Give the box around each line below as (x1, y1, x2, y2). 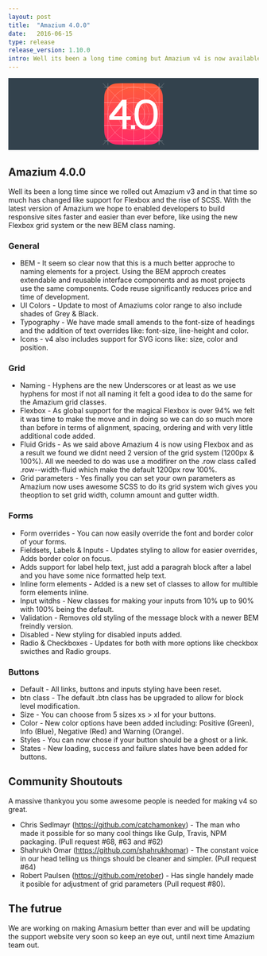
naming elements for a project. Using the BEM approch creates (19, 267, 226, 276)
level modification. (19, 701, 81, 710)
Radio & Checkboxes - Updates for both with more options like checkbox (19, 638, 258, 648)
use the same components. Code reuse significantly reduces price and (19, 284, 252, 293)
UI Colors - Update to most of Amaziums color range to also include (19, 300, 242, 310)
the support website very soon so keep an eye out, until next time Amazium (8, 931, 255, 941)
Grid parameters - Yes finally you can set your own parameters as (19, 474, 236, 483)
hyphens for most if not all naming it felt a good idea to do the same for (19, 389, 253, 399)
